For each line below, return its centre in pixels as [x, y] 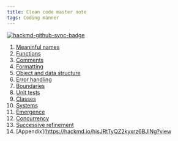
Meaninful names [38, 47]
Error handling [34, 79]
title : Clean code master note [47, 12]
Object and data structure [48, 73]
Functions [28, 53]
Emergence [30, 112]
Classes [26, 99]
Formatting [29, 66]
